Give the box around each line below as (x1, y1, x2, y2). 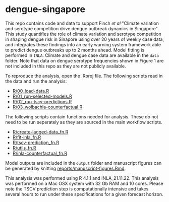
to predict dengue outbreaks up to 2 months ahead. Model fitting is (5, 47, 145, 53)
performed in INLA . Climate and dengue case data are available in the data (5, 52, 159, 58)
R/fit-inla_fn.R (12, 134, 41, 140)
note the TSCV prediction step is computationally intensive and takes (5, 185, 149, 192)
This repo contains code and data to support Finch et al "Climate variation (5, 20, 159, 26)
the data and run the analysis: (5, 78, 67, 84)
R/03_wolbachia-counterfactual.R (12, 104, 83, 110)
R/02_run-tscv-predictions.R (12, 98, 72, 104)
